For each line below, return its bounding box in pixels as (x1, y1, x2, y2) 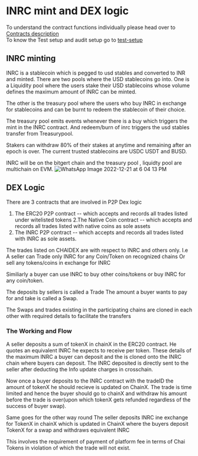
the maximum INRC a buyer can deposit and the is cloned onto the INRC (6, 353, 182, 360)
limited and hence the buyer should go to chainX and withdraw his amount (6, 390, 187, 397)
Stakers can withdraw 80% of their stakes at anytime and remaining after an (6, 141, 191, 149)
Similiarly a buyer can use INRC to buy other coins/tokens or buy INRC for (6, 271, 186, 278)
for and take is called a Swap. (6, 294, 78, 301)
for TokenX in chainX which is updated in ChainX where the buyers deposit (6, 420, 189, 427)
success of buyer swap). (6, 402, 67, 409)
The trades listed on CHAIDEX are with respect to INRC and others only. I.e (6, 246, 188, 253)
